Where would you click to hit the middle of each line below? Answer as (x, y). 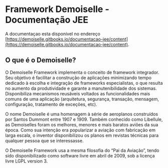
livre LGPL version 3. (27, 161)
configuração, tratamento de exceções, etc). (51, 104)
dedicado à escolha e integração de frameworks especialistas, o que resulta (84, 83)
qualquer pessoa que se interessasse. (44, 140)
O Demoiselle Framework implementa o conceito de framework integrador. (82, 72)
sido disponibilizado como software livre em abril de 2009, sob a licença (80, 155)
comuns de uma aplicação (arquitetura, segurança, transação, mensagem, (82, 99)
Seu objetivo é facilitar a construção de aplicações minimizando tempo (78, 77)
